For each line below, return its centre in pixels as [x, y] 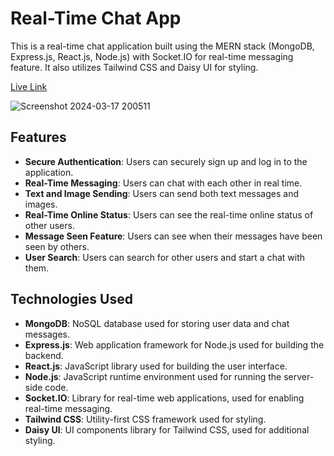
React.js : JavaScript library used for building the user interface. [156, 366]
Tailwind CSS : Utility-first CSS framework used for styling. [145, 419]
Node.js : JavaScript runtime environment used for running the [153, 376]
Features [38, 137]
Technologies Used [71, 299]
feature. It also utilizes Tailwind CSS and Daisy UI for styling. [134, 67]
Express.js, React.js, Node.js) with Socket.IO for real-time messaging [152, 56]
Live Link [29, 86]
